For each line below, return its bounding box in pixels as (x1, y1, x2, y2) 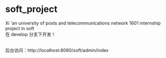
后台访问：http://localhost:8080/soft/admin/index (5, 47, 109, 53)
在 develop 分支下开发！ (5, 31, 56, 37)
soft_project (5, 3, 57, 15)
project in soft (5, 25, 35, 31)
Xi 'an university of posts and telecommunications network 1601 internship (5, 20, 161, 26)
